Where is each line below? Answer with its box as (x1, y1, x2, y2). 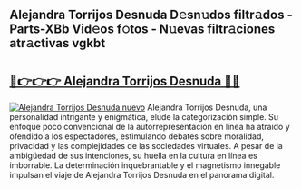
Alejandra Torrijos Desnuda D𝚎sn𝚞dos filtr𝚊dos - (9, 7, 293, 23)
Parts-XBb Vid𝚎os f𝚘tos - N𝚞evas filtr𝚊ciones (9, 22, 276, 37)
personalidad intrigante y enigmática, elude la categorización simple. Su (9, 112, 279, 122)
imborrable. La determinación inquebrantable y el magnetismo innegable (9, 160, 281, 171)
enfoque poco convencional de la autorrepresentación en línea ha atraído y (9, 122, 290, 132)
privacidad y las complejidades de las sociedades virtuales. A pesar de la (9, 141, 283, 151)
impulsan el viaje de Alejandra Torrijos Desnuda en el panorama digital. (9, 170, 275, 180)
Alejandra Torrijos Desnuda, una (147, 102, 267, 113)
